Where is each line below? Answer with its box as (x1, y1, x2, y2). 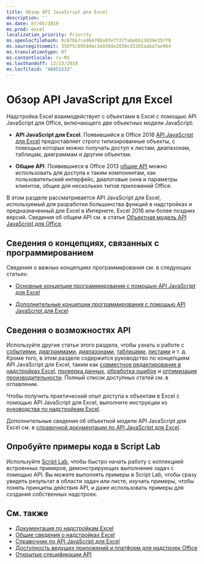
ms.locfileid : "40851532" (6, 66, 72, 72)
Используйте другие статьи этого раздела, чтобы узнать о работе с (6, 341, 185, 349)
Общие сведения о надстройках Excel (15, 531, 115, 538)
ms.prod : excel (6, 26, 45, 33)
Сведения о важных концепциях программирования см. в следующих (6, 264, 192, 271)
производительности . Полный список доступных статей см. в (6, 374, 168, 381)
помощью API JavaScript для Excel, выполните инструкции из (6, 398, 168, 406)
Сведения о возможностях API (6, 325, 131, 335)
